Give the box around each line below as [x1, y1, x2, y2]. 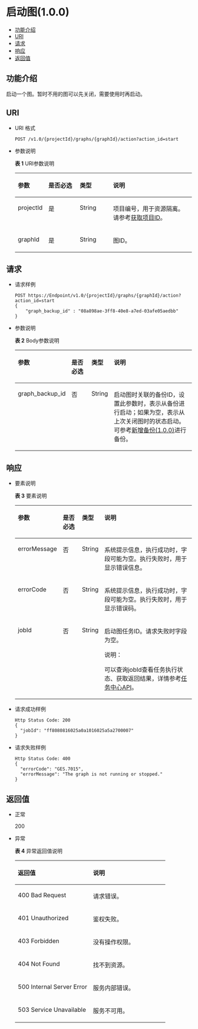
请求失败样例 [14, 744, 46, 751]
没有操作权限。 [93, 938, 134, 946]
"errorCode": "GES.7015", [20, 766, 84, 772]
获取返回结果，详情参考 [115, 675, 181, 683]
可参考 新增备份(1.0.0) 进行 [114, 426, 187, 435]
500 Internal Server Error [17, 983, 87, 991]
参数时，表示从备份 [126, 400, 179, 408]
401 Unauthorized [17, 914, 69, 922]
